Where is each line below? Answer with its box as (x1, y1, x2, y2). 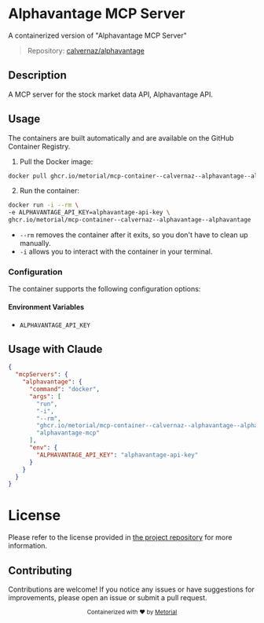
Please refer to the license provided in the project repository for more (8, 533, 233, 542)
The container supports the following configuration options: (8, 284, 201, 294)
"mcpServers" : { (15, 371, 68, 379)
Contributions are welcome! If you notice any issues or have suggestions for (8, 585, 255, 594)
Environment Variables (8, 302, 85, 311)
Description (8, 68, 67, 82)
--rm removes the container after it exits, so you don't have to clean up (19, 230, 249, 240)
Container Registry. (8, 141, 71, 151)
